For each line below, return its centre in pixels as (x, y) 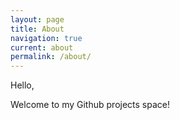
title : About (37, 29)
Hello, (22, 85)
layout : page (37, 19)
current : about (42, 47)
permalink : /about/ (51, 57)
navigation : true (46, 38)
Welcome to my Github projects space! (90, 105)
